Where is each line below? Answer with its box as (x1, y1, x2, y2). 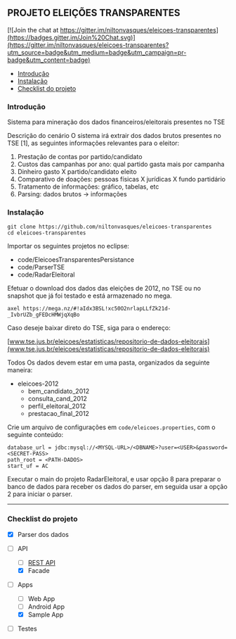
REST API (27, 558, 56, 567)
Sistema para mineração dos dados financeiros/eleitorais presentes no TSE (7, 118, 225, 127)
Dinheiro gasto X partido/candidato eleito (17, 167, 137, 176)
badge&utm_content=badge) (7, 56, 91, 64)
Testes (17, 624, 37, 633)
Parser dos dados (17, 530, 69, 538)
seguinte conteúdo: (7, 431, 64, 439)
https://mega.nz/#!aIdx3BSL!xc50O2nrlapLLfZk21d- (22, 305, 171, 312)
